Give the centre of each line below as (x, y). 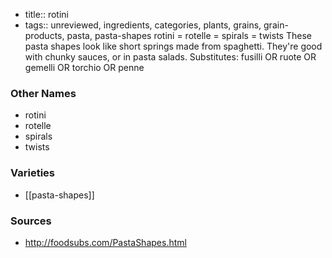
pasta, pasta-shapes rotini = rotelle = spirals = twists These (189, 35)
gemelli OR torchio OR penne (84, 67)
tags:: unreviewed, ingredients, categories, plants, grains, (143, 25)
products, (44, 35)
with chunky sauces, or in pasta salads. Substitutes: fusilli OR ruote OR (170, 57)
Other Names (43, 93)
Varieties (32, 173)
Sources (31, 221)
